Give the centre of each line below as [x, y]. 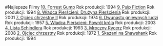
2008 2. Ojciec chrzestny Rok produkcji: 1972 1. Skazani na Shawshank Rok [81, 33]
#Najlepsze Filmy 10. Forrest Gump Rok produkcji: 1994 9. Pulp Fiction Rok [80, 7]
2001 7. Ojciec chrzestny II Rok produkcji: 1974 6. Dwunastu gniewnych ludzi [82, 17]
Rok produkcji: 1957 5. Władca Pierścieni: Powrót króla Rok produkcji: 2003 [81, 23]
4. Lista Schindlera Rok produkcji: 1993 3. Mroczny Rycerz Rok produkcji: [79, 28]
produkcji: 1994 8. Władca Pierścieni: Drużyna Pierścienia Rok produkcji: [78, 12]
